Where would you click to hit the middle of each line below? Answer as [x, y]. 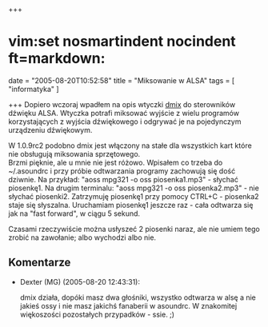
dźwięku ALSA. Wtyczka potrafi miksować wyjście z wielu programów [124, 113]
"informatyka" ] [34, 89]
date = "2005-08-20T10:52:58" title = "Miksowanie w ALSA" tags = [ [122, 80]
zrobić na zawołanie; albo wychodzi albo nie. [82, 237]
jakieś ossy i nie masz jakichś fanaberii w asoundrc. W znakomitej [128, 305]
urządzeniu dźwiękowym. [50, 130]
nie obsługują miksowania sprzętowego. [74, 154]
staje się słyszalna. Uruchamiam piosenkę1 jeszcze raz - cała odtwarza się [131, 205]
